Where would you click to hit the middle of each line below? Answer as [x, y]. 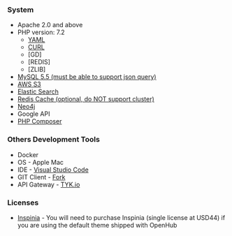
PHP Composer [39, 121]
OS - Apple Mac [41, 162]
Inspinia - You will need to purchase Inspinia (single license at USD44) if [121, 217]
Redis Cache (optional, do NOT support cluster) [86, 99]
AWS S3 [29, 84]
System [21, 10]
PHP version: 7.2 [41, 32]
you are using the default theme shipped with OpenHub [97, 225]
